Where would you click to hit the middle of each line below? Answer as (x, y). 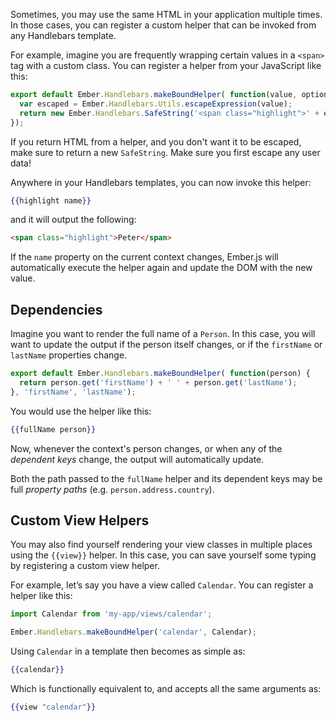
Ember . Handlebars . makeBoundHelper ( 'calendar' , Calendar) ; (133, 632)
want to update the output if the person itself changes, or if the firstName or (166, 345)
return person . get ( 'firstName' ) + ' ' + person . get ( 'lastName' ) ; (158, 382)
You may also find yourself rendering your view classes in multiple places (161, 545)
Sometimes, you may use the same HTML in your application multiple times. (166, 14)
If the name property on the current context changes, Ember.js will (144, 257)
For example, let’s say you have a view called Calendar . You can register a (162, 585)
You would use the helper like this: (81, 411)
